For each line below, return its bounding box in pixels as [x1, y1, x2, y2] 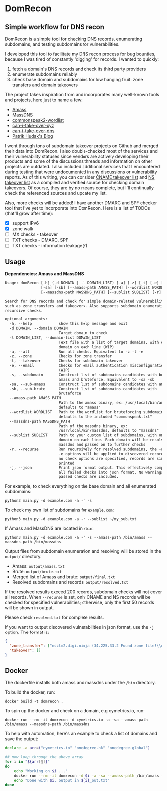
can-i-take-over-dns [12, 128, 55, 134]
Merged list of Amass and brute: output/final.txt [12, 574, 115, 580]
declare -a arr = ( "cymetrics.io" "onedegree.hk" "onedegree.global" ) [5, 746, 150, 751]
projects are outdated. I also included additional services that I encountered [5, 164, 160, 169]
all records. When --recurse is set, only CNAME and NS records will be [5, 594, 151, 600]
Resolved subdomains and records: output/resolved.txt [12, 579, 128, 585]
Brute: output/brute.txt [12, 569, 62, 574]
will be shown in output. [5, 605, 54, 611]
